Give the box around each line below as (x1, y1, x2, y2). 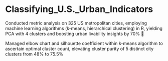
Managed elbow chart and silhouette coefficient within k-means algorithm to (5, 40, 163, 46)
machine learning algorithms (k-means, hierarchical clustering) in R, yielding (5, 25, 163, 31)
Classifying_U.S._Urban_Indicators (5, 3, 153, 15)
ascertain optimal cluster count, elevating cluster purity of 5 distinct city (5, 45, 154, 51)
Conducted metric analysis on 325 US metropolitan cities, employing (5, 20, 147, 26)
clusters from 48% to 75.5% (5, 51, 64, 57)
